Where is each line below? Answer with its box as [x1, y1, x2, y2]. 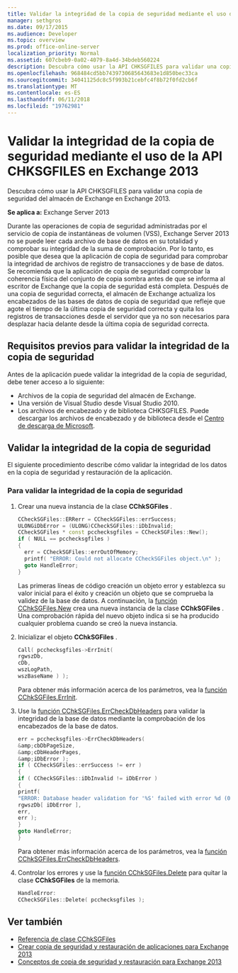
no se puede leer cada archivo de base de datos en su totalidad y [7, 237, 198, 245]
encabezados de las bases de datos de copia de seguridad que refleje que [7, 297, 225, 305]
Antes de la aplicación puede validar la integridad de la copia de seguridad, [7, 370, 227, 378]
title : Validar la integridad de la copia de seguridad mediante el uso [7, 10, 227, 18]
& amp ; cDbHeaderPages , [17, 748, 82, 755]
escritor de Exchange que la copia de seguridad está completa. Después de [7, 281, 229, 291]
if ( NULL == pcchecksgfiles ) [17, 536, 110, 543]
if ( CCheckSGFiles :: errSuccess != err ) [17, 762, 142, 769]
